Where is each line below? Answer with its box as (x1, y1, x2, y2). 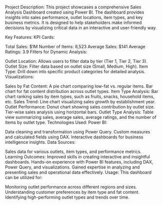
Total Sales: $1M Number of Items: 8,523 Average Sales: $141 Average (5, 44, 146, 49)
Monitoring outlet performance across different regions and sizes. (5, 184, 137, 189)
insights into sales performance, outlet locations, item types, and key (5, 15, 143, 20)
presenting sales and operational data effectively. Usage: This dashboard (5, 169, 152, 175)
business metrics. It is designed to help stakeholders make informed (5, 19, 142, 25)
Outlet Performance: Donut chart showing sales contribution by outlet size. (5, 104, 155, 110)
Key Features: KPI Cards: (5, 34, 55, 40)
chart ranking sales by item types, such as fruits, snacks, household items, (5, 93, 155, 99)
